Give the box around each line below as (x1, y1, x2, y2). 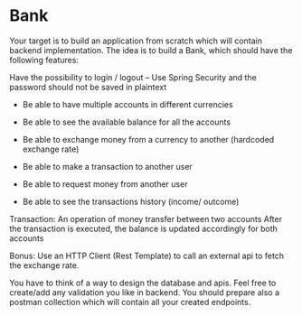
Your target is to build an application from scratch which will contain (9, 35, 262, 46)
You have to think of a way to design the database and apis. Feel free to (9, 277, 277, 288)
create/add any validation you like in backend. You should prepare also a (9, 286, 280, 298)
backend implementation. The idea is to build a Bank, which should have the (9, 44, 293, 55)
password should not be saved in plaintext (9, 81, 167, 92)
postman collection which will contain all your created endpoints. (9, 296, 251, 307)
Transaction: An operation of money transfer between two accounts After (9, 213, 283, 224)
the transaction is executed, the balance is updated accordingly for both (9, 223, 278, 234)
